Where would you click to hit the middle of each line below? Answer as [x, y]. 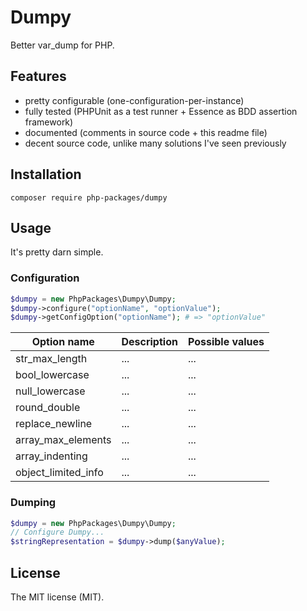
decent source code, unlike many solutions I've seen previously [155, 143]
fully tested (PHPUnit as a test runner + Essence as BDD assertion [161, 111]
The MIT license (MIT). [57, 597]
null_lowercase [50, 391]
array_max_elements [63, 440]
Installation [46, 174]
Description [149, 342]
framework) [49, 122]
